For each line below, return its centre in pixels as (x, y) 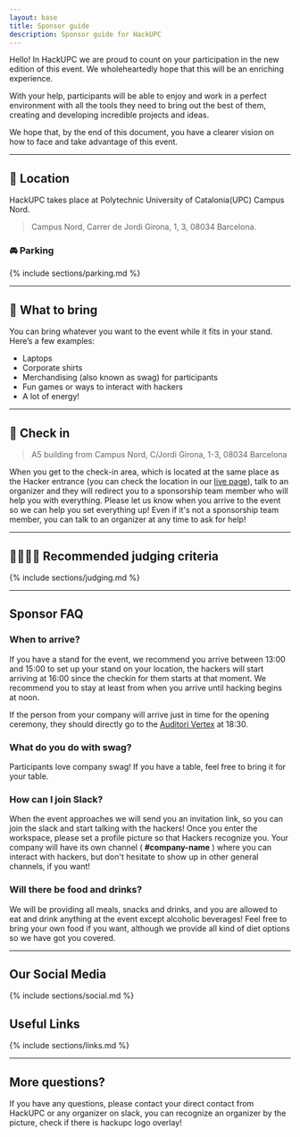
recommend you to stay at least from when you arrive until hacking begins (146, 688)
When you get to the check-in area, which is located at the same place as (144, 472)
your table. (29, 776)
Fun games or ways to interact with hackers (102, 387)
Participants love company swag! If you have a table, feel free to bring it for (148, 766)
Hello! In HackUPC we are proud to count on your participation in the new (144, 60)
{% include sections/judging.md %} (75, 577)
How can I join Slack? (56, 799)
